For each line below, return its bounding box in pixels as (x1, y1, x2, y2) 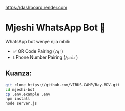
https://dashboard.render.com (5, 5, 68, 10)
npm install (5, 96, 30, 101)
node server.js (5, 101, 37, 106)
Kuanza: (5, 69, 32, 78)
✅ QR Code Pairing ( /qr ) (12, 48, 64, 54)
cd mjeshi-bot (5, 87, 35, 92)
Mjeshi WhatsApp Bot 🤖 (5, 22, 106, 33)
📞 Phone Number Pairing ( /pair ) (12, 54, 78, 60)
